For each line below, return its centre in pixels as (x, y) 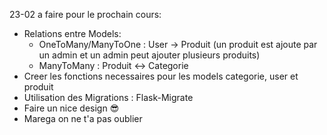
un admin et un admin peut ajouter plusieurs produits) (149, 55)
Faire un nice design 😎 (71, 108)
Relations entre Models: (72, 33)
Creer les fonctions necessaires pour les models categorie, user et (161, 76)
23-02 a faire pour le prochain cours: (85, 14)
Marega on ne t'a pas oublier (83, 118)
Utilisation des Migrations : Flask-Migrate (108, 97)
